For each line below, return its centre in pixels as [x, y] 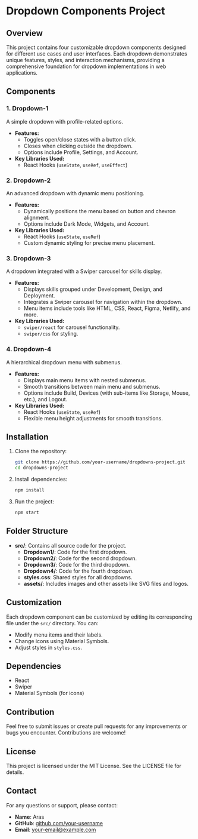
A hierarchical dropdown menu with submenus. [64, 362]
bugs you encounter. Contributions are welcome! [66, 733]
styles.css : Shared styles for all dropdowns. [78, 577]
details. [15, 772]
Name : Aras [29, 817]
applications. [22, 73]
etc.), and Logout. [45, 399]
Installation [27, 437]
